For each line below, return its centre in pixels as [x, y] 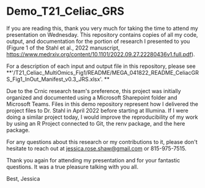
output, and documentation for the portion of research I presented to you [98, 41]
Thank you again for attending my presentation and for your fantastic [93, 160]
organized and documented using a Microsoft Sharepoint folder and [92, 97]
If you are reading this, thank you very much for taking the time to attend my [102, 28]
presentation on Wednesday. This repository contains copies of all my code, [102, 34]
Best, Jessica [23, 178]
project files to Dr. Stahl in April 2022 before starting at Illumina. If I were [97, 110]
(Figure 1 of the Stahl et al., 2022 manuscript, [63, 48]
